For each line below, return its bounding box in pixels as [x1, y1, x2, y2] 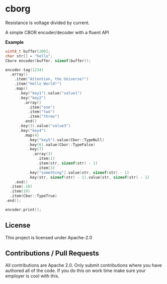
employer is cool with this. [5, 273, 59, 279]
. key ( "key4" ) [18, 128, 46, 133]
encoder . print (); [5, 207, 42, 212]
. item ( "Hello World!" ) [14, 81, 62, 86]
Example [5, 39, 24, 45]
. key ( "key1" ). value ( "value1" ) [18, 90, 82, 96]
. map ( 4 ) [23, 133, 39, 138]
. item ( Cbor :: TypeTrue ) [10, 194, 57, 199]
